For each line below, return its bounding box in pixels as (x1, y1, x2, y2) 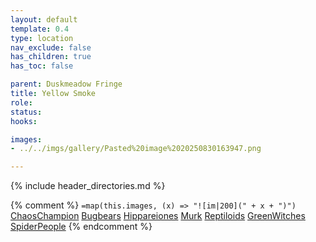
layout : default (10, 14, 78, 25)
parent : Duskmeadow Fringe (10, 79, 123, 90)
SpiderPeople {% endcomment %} (10, 221, 153, 233)
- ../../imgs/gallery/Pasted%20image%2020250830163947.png (10, 144, 262, 154)
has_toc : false (10, 61, 74, 71)
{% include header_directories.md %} (10, 180, 166, 192)
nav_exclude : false (10, 42, 92, 53)
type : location (10, 33, 74, 43)
